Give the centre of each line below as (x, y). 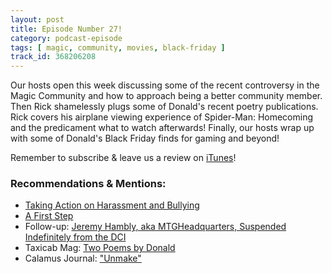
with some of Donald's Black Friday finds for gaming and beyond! (145, 138)
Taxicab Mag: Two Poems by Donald (100, 248)
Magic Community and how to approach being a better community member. (166, 96)
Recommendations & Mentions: (88, 184)
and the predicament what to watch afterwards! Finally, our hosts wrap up (162, 128)
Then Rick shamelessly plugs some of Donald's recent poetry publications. (164, 107)
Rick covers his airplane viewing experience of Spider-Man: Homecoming (162, 117)
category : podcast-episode (66, 38)
